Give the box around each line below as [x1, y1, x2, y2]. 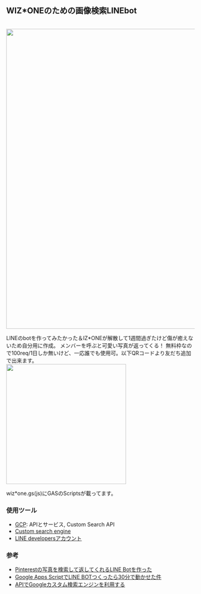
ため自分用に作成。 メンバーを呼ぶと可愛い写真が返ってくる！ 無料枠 [11, 341, 182, 349]
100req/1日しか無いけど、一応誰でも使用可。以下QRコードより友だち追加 [11, 349, 191, 356]
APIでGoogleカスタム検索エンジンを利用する [14, 581, 126, 588]
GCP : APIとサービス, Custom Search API [14, 521, 115, 528]
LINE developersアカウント [14, 535, 82, 542]
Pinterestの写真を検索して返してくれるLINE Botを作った [14, 566, 153, 573]
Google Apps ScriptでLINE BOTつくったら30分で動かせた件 [14, 574, 162, 581]
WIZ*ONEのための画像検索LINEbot [6, 5, 138, 16]
